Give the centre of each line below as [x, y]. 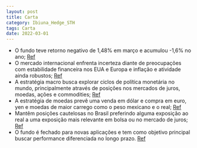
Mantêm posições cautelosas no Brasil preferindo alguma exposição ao [101, 114]
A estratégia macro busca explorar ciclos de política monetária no [95, 82]
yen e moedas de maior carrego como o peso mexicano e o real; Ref [98, 107]
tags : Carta [21, 28]
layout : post [22, 12]
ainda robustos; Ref [38, 76]
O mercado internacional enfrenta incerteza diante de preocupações [98, 63]
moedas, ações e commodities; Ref [58, 95]
